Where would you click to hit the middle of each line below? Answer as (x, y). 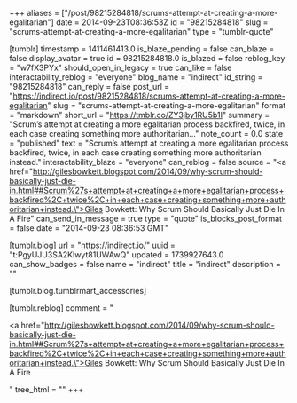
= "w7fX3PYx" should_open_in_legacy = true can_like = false (121, 67)
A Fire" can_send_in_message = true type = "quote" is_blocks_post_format (145, 218)
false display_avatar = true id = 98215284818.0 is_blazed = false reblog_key (147, 58)
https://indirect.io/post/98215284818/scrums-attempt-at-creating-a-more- (149, 96)
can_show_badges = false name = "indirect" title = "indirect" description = (145, 264)
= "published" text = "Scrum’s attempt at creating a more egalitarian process (149, 143)
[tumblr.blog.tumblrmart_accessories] (78, 291)
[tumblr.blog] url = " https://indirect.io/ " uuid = (92, 245)
